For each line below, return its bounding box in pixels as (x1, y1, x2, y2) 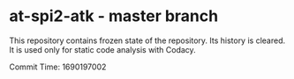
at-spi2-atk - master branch (9, 6, 219, 26)
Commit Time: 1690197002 (9, 61, 107, 72)
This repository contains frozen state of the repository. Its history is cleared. (9, 35, 285, 46)
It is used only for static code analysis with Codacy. (9, 44, 196, 54)
